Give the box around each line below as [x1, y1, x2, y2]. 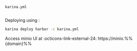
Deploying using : [5, 17, 40, 23]
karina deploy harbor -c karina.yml [5, 27, 79, 32]
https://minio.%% [97, 35, 133, 41]
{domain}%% [5, 40, 32, 46]
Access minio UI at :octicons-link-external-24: [5, 35, 97, 41]
